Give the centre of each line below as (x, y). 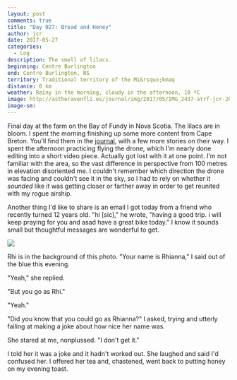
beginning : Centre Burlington (52, 66)
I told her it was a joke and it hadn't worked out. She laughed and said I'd (113, 353)
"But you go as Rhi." (36, 291)
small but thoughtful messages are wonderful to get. (84, 230)
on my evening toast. (38, 369)
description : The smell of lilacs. (60, 60)
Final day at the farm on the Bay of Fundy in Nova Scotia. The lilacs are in (114, 126)
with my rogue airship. (40, 193)
